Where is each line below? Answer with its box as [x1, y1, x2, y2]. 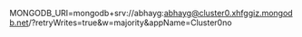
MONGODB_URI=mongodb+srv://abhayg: [9, 8, 165, 18]
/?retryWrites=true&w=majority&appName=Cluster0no [28, 17, 233, 28]
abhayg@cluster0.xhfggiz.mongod [163, 8, 293, 18]
